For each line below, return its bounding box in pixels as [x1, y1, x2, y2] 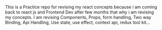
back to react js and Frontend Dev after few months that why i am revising [5, 9, 154, 15]
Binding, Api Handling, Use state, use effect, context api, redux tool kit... [5, 19, 150, 25]
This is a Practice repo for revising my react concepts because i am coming [5, 4, 158, 10]
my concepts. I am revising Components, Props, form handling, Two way [5, 15, 152, 20]
